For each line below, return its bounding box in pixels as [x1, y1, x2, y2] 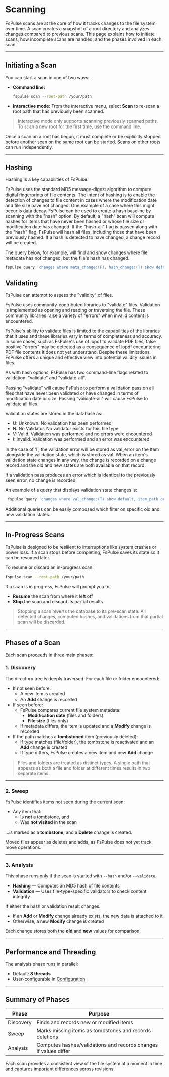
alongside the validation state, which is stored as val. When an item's [5, 452, 148, 458]
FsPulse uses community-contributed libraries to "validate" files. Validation [5, 302, 160, 308]
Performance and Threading [5, 947, 96, 956]
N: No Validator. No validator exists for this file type [12, 426, 119, 432]
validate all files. [5, 401, 39, 407]
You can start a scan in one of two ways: [5, 74, 90, 80]
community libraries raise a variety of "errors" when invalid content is [5, 312, 149, 319]
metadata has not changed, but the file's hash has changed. [5, 255, 130, 261]
